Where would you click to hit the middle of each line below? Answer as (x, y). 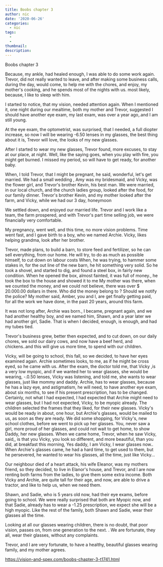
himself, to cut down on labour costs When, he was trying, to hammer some (81, 260)
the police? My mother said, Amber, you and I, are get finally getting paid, (79, 296)
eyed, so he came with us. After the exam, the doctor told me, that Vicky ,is (80, 366)
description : (18, 50)
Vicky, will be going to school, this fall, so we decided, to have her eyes (76, 356)
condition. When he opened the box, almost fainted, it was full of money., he (81, 275)
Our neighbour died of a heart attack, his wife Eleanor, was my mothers (76, 464)
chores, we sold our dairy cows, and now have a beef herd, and (69, 341)
